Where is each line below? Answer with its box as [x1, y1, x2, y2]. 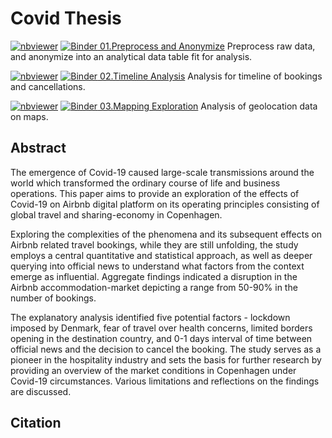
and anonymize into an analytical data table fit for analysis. [10, 50, 253, 62]
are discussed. [10, 385, 72, 397]
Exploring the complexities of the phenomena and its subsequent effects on [10, 228, 323, 240]
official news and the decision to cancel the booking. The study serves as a [10, 343, 322, 355]
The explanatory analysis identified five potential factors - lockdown [10, 311, 291, 323]
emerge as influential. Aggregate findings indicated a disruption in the [10, 270, 298, 282]
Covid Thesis [10, 7, 122, 30]
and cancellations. [10, 80, 86, 92]
